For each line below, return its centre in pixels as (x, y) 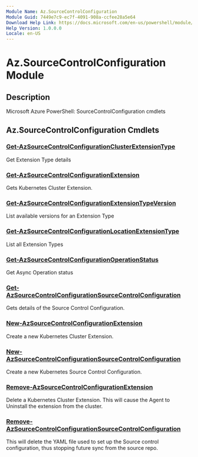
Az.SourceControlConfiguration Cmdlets (83, 130)
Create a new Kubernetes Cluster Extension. (60, 336)
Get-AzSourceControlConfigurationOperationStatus (82, 260)
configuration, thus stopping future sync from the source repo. (82, 448)
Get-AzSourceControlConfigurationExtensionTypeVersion (91, 203)
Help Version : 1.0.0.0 (34, 28)
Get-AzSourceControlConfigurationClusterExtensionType (91, 147)
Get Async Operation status (40, 272)
